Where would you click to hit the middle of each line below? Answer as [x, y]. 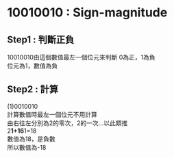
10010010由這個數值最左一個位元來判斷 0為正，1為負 [81, 57]
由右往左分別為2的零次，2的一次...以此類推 [67, 123]
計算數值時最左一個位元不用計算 [52, 114]
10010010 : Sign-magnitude [87, 13]
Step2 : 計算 [33, 89]
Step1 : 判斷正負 [41, 39]
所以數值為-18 [27, 147]
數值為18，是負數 [32, 139]
